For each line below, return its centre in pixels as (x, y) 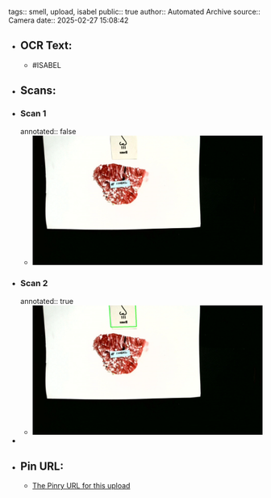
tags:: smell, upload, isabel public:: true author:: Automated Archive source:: (134, 12)
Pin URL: (42, 466)
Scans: (38, 91)
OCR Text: (46, 46)
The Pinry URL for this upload (81, 486)
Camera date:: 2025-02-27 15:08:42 (69, 20)
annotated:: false (48, 131)
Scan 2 (34, 284)
